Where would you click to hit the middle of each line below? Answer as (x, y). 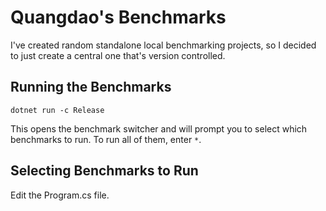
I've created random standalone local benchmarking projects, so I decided (163, 45)
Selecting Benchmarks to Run (104, 171)
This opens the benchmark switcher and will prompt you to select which (159, 128)
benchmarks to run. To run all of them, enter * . (106, 139)
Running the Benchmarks (91, 87)
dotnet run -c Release (57, 110)
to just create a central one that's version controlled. (118, 55)
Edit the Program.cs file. (60, 195)
